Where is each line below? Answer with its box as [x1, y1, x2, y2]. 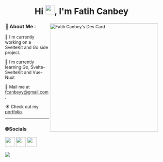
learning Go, [5, 64, 30, 70]
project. [5, 50, 21, 55]
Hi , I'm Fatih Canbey [34, 6, 129, 17]
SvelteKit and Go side [5, 44, 49, 51]
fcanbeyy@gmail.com [5, 89, 49, 95]
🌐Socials [5, 126, 27, 132]
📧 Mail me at [5, 84, 30, 90]
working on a [5, 39, 32, 45]
